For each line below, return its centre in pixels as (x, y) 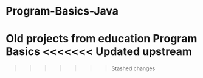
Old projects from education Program (101, 39)
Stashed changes (133, 68)
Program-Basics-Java (62, 11)
